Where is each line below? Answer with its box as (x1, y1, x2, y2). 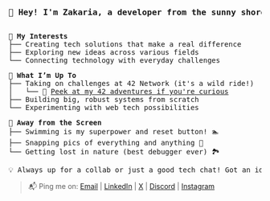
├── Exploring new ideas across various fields (8, 48, 199, 57)
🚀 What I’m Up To (8, 71, 76, 80)
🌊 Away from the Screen (8, 118, 102, 128)
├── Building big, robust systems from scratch (8, 95, 199, 105)
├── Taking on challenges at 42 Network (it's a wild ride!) (8, 79, 255, 88)
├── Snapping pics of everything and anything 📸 (8, 138, 203, 148)
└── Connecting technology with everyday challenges (8, 56, 221, 65)
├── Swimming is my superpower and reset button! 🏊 (8, 127, 219, 137)
